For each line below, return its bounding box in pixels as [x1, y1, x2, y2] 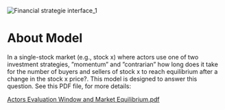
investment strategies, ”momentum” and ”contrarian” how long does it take [7, 60, 218, 68]
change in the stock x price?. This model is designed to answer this [7, 74, 198, 83]
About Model [7, 31, 83, 46]
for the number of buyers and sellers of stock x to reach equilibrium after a [7, 67, 218, 75]
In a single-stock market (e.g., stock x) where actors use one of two [7, 53, 199, 61]
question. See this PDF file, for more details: [7, 82, 132, 90]
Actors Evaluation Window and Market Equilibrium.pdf [7, 95, 160, 103]
